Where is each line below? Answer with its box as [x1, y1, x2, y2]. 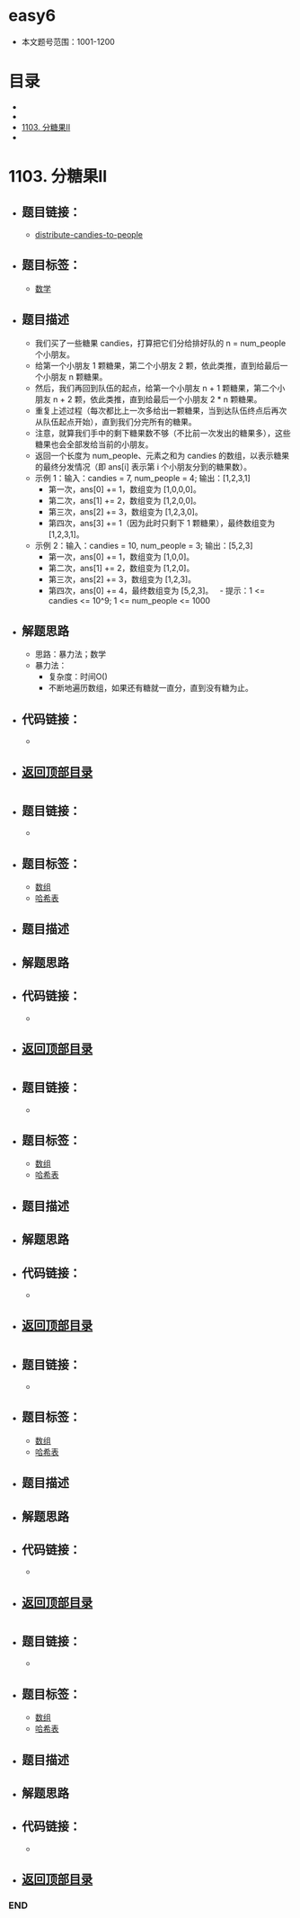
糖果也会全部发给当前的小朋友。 [34, 438, 154, 450]
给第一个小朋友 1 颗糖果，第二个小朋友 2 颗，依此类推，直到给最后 [34, 360, 280, 371]
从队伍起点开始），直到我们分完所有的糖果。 [34, 416, 197, 427]
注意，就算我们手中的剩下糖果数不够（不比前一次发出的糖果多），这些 [34, 427, 291, 438]
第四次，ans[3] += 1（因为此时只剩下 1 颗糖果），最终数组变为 [48, 517, 276, 528]
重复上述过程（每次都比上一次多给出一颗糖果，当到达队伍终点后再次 [34, 405, 287, 416]
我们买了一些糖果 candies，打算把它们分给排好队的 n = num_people [34, 337, 287, 348]
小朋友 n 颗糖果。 [42, 371, 108, 382]
